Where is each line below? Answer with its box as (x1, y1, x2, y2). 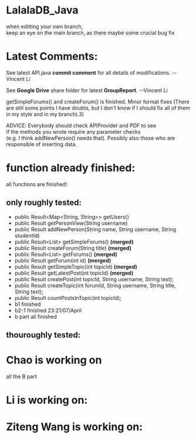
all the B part (6, 373, 37, 380)
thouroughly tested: (6, 330, 81, 340)
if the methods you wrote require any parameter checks (6, 128, 141, 135)
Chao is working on (6, 353, 102, 367)
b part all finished (14, 313, 58, 320)
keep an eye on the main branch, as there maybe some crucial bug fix (6, 29, 175, 36)
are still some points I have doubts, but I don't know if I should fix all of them (6, 104, 191, 112)
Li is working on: (6, 394, 88, 407)
